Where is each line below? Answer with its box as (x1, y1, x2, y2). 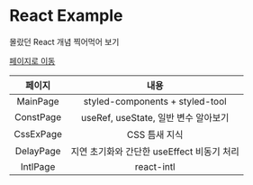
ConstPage (14, 110, 62, 123)
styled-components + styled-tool (83, 95, 227, 107)
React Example (9, 5, 123, 26)
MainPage (16, 95, 60, 107)
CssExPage (14, 127, 63, 140)
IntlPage (21, 160, 56, 172)
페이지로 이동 (9, 55, 56, 66)
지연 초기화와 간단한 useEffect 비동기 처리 (70, 145, 240, 158)
